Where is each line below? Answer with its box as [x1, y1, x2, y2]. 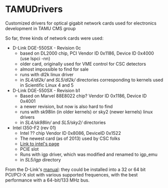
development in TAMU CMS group [5, 25, 76, 31]
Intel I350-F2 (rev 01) [12, 124, 56, 131]
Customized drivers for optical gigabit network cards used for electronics [5, 20, 157, 26]
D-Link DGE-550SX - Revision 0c [12, 45, 81, 51]
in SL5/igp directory [20, 156, 61, 162]
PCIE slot [20, 146, 39, 152]
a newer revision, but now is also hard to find [20, 103, 113, 109]
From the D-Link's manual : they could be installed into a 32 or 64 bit [5, 166, 146, 172]
